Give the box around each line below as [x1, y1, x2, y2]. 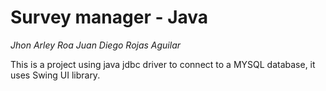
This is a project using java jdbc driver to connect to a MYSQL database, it [10, 58, 316, 70]
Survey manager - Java [10, 6, 209, 29]
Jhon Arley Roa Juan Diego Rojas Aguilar [10, 39, 182, 51]
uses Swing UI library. [10, 69, 101, 81]
